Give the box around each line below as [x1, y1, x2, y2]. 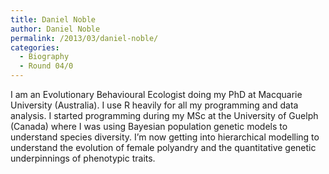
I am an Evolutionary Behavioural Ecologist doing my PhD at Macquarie [10, 89, 303, 100]
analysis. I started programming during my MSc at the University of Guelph [10, 110, 319, 121]
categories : [10, 42, 60, 53]
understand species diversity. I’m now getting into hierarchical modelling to [10, 131, 320, 143]
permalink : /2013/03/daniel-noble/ [10, 33, 159, 43]
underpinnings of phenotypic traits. [10, 152, 156, 164]
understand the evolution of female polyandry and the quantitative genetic [10, 142, 317, 153]
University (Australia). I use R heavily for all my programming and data [10, 99, 299, 111]
